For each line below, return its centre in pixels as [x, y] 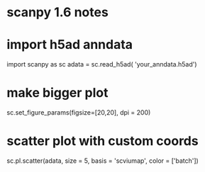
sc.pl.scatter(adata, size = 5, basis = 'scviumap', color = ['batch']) [103, 161]
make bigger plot [57, 93]
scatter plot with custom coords [103, 141]
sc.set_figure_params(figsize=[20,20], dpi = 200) [79, 113]
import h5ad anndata [70, 45]
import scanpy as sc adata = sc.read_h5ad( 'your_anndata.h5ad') [102, 64]
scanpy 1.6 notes [58, 12]
